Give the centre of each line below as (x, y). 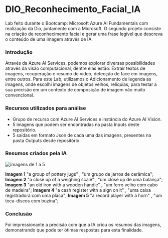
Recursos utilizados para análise (46, 108)
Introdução (19, 52)
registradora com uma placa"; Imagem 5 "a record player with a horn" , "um (83, 195)
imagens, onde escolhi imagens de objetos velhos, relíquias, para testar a (81, 84)
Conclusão (19, 213)
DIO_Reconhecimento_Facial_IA (73, 9)
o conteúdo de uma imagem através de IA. (49, 39)
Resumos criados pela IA (36, 153)
